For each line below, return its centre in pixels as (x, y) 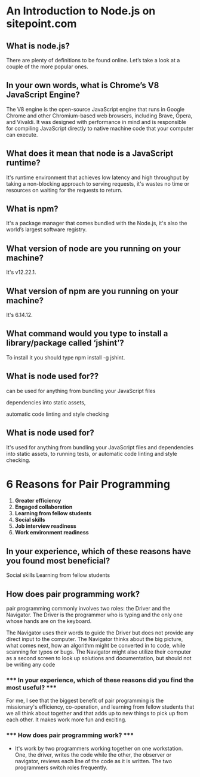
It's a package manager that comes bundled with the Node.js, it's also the (97, 223)
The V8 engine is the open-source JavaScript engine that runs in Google (96, 109)
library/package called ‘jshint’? (65, 343)
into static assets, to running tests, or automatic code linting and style (92, 453)
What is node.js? (38, 46)
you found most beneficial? (58, 560)
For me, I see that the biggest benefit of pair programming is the (85, 701)
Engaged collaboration (44, 507)
